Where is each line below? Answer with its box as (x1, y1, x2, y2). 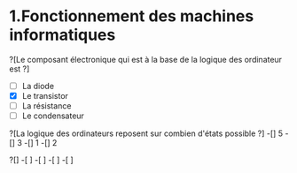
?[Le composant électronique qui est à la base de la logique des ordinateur (9, 54, 282, 64)
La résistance (21, 101, 72, 111)
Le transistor (21, 91, 69, 101)
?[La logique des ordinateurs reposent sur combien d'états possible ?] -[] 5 (9, 128, 284, 139)
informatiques (9, 25, 116, 45)
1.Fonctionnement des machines (9, 6, 254, 26)
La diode (21, 80, 55, 91)
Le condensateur (21, 110, 84, 121)
